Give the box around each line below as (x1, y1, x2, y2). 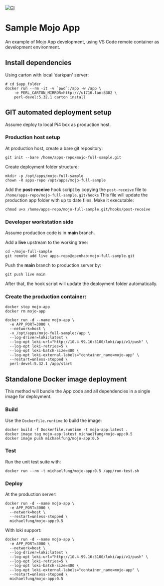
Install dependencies (5, 58, 72, 67)
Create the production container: (5, 293, 87, 300)
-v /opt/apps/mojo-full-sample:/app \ (9, 330, 91, 336)
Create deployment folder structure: (5, 163, 79, 169)
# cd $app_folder (5, 81, 41, 86)
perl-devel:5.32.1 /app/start (9, 361, 72, 366)
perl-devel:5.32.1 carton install (14, 94, 86, 99)
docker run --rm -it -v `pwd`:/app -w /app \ (5, 85, 101, 91)
